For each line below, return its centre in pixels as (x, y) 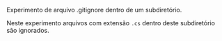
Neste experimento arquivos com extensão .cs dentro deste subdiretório (111, 23)
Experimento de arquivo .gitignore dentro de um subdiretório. (94, 10)
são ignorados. (28, 30)
